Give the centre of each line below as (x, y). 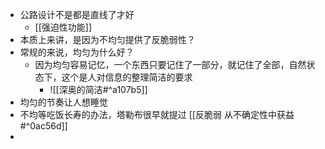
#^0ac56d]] (43, 126)
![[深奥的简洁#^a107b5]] (98, 89)
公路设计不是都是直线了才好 (77, 14)
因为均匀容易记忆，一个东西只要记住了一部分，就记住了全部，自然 (170, 64)
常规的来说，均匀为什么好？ (77, 52)
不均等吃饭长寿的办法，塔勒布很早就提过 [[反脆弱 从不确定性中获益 (157, 114)
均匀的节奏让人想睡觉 (63, 102)
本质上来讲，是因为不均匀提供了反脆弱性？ (107, 39)
